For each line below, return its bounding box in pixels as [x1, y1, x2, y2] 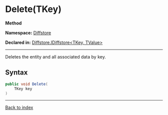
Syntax [5, 68, 28, 77]
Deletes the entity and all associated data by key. [5, 53, 106, 59]
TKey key [14, 86, 32, 91]
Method [5, 20, 22, 26]
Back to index [5, 104, 33, 110]
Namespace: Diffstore [5, 29, 51, 35]
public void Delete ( [5, 81, 48, 86]
